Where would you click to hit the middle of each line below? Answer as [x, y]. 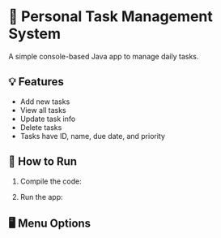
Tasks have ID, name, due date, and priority [93, 136]
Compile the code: [51, 181]
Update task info [48, 119]
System [35, 34]
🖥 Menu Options [50, 223]
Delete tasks [41, 127]
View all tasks [43, 110]
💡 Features [36, 82]
